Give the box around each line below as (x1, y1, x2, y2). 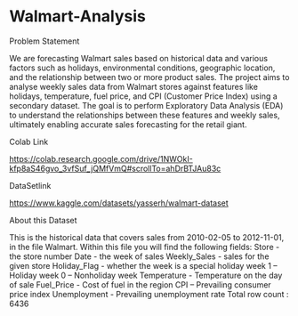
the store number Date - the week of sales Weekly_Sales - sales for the (9, 251, 270, 262)
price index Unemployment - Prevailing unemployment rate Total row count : (9, 288, 289, 299)
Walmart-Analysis (9, 6, 147, 27)
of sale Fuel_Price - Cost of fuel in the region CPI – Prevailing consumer (9, 279, 271, 290)
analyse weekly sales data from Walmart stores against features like (9, 81, 258, 92)
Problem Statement (9, 36, 80, 46)
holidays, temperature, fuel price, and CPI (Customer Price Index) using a (9, 91, 278, 101)
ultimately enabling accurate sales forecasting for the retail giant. (9, 118, 247, 130)
